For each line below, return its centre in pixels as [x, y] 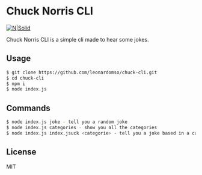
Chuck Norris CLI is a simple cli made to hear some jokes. [78, 39]
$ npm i [16, 84]
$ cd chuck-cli [25, 78]
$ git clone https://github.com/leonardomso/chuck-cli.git [82, 72]
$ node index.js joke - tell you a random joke [67, 122]
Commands [29, 108]
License [21, 152]
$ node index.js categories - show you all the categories [82, 127]
